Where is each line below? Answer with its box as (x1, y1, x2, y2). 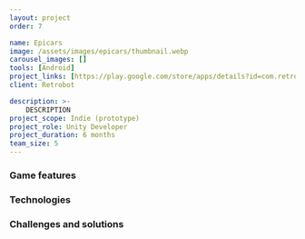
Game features (9, 169, 77, 182)
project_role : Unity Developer (9, 122, 128, 132)
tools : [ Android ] (9, 64, 75, 73)
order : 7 (9, 22, 43, 31)
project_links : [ (9, 72, 75, 82)
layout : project (9, 13, 71, 23)
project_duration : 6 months (9, 131, 116, 140)
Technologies (9, 193, 71, 205)
